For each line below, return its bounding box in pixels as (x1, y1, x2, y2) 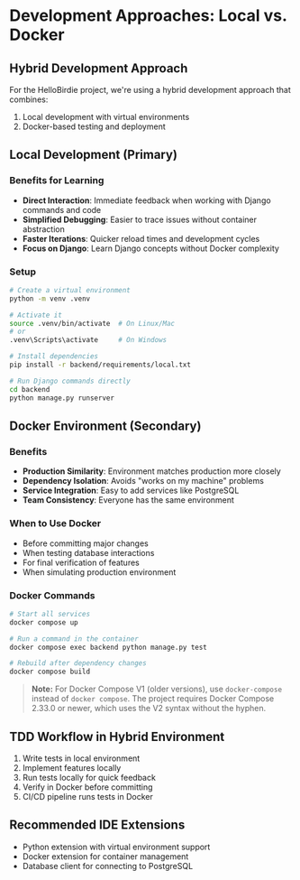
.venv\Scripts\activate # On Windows (9, 336, 168, 345)
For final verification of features (22, 557, 140, 568)
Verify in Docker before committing (22, 782, 153, 792)
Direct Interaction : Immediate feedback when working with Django (22, 195, 272, 206)
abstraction (22, 223, 65, 235)
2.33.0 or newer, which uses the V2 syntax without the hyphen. (31, 703, 267, 714)
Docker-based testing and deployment (22, 121, 166, 132)
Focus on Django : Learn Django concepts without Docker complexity (22, 243, 279, 254)
